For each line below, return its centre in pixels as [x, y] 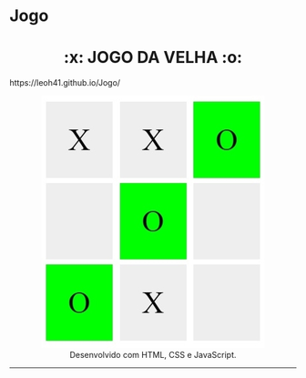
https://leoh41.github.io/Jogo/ [65, 83]
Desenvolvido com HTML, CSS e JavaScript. [153, 355]
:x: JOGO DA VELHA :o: [153, 58]
